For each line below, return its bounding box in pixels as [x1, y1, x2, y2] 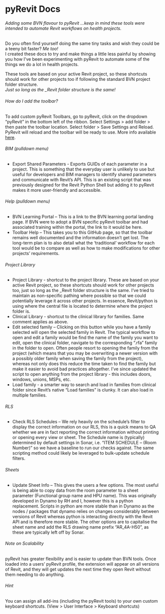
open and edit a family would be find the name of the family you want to [12, 334, 159, 341]
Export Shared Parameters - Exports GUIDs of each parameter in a [12, 161, 148, 167]
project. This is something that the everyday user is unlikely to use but [12, 166, 155, 172]
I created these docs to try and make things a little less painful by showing [5, 51, 156, 57]
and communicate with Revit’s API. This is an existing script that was [12, 177, 151, 182]
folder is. [12, 308, 31, 314]
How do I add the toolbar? [5, 98, 58, 104]
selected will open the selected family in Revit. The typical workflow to [12, 329, 156, 335]
